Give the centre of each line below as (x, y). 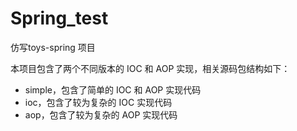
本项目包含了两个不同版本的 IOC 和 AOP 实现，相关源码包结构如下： (150, 68)
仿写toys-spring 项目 (53, 47)
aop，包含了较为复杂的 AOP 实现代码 (101, 114)
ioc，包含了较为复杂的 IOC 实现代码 (98, 102)
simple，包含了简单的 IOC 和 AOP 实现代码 (113, 89)
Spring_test (59, 18)
